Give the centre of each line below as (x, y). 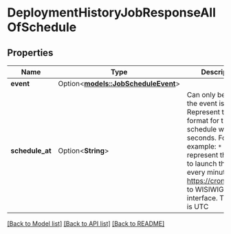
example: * (204, 146)
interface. (202, 198)
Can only (201, 95)
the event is (206, 103)
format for (203, 120)
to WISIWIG (205, 189)
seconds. (201, 138)
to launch (202, 163)
